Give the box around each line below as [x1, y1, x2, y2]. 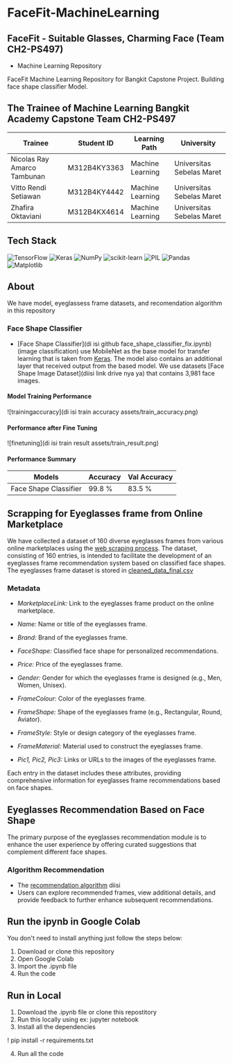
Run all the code [17, 1050, 64, 1058]
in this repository [7, 306, 55, 315]
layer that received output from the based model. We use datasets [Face [17, 362, 225, 370]
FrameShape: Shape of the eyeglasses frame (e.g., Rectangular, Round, [17, 708, 223, 717]
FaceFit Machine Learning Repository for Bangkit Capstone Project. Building [7, 75, 225, 83]
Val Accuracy [128, 473, 173, 482]
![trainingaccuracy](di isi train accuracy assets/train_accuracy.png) [7, 407, 199, 416]
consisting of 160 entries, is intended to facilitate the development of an [7, 552, 212, 560]
